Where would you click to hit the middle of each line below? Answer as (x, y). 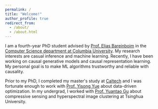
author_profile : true (27, 18)
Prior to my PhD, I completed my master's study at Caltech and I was (73, 81)
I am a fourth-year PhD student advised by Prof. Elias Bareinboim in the (76, 46)
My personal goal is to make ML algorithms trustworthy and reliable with (77, 66)
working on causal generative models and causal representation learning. (78, 61)
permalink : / (18, 9)
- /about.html (23, 32)
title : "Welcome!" (23, 14)
